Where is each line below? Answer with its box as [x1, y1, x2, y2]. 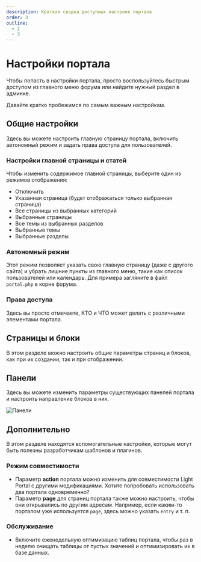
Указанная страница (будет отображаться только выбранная [14, 194, 173, 202]
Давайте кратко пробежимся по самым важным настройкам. [6, 102, 165, 109]
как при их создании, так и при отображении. [6, 356, 124, 363]
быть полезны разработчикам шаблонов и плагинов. [6, 446, 143, 454]
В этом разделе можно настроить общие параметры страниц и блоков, [6, 349, 191, 356]
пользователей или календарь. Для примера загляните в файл [6, 274, 168, 282]
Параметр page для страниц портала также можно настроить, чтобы [14, 495, 194, 502]
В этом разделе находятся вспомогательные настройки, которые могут [6, 440, 192, 448]
